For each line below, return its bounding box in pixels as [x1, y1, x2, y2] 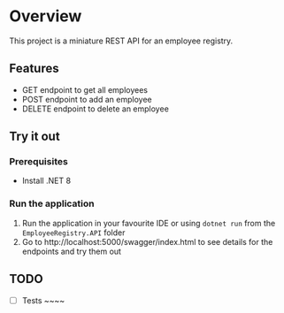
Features [9, 61, 59, 76]
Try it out [9, 129, 60, 144]
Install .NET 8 [21, 175, 72, 187]
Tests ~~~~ [21, 294, 65, 306]
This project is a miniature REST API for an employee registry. [9, 35, 234, 46]
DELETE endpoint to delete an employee [21, 103, 170, 114]
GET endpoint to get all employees [21, 84, 149, 95]
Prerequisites [9, 156, 68, 168]
